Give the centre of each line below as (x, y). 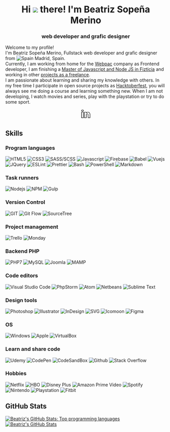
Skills (14, 133)
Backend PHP (22, 251)
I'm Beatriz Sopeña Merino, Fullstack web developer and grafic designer (81, 53)
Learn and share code (33, 349)
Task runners (22, 178)
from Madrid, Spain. (35, 58)
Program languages (30, 148)
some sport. (18, 102)
